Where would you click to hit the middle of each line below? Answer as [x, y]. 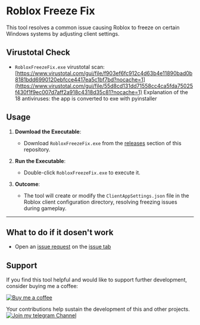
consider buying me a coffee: [42, 286]
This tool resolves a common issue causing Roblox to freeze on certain [93, 27]
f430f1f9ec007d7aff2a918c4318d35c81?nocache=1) [79, 92]
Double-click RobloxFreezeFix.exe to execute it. [82, 172]
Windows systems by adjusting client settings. [63, 33]
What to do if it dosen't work [60, 232]
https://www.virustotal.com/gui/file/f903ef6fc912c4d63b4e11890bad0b [105, 73]
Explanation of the [166, 92]
